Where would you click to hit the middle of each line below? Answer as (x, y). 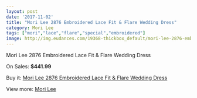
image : (14, 38)
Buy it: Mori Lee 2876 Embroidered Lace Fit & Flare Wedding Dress (87, 78)
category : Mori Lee (30, 28)
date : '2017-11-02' (30, 17)
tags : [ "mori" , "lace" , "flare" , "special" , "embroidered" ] (76, 33)
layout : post (22, 11)
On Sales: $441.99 (29, 66)
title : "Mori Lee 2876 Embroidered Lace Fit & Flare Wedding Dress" (91, 22)
